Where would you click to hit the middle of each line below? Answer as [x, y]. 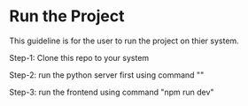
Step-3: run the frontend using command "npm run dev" [112, 92]
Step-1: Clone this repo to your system [79, 57]
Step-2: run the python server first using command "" [107, 75]
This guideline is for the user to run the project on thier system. [124, 41]
